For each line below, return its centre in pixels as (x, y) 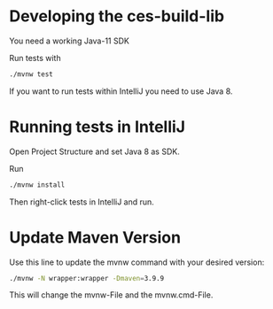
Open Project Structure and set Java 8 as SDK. (94, 151)
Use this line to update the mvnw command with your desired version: (137, 262)
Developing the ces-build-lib (117, 16)
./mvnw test (31, 74)
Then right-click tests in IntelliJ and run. (82, 202)
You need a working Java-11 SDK (70, 41)
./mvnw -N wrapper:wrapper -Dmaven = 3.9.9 (87, 278)
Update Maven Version (95, 237)
